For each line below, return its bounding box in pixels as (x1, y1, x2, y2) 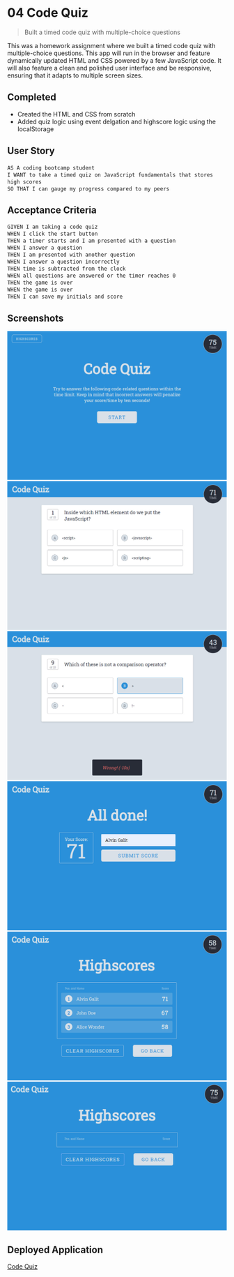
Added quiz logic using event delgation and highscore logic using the (17, 117, 216, 126)
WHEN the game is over (7, 286, 73, 294)
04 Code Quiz (7, 5, 89, 21)
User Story (7, 145, 55, 157)
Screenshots (7, 312, 64, 324)
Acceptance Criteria (7, 204, 97, 216)
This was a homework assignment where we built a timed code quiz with (7, 41, 216, 50)
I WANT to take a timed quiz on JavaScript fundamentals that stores (7, 171, 214, 179)
